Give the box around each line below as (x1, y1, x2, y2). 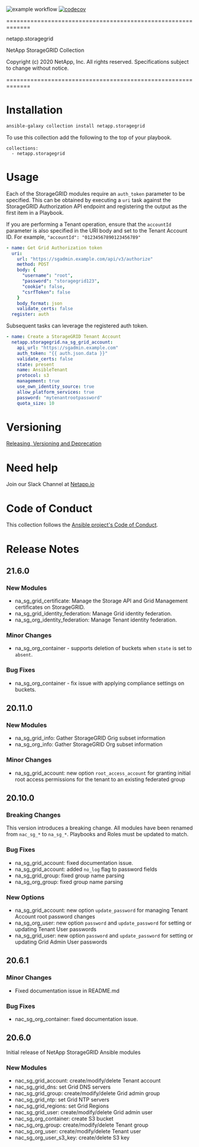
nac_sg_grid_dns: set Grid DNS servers (14, 1083, 111, 1091)
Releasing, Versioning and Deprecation (6, 440, 102, 447)
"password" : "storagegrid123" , (21, 278, 100, 284)
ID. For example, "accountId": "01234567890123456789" (6, 233, 141, 240)
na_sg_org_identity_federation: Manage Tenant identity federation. (14, 616, 178, 623)
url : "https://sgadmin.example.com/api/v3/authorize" (17, 256, 153, 262)
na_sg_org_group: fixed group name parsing (14, 878, 123, 885)
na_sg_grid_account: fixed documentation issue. (14, 859, 133, 866)
